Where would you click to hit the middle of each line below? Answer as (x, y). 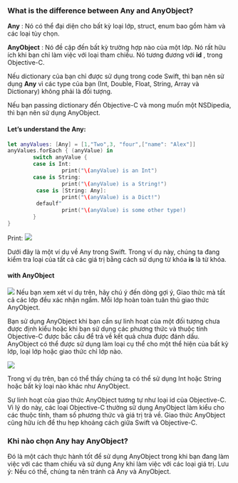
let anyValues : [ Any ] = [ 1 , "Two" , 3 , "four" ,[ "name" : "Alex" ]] (102, 144)
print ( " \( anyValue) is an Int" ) (110, 171)
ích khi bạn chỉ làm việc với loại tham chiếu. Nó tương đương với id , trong (115, 55)
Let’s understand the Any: (47, 129)
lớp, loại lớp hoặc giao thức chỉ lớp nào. (65, 351)
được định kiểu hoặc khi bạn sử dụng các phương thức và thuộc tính (108, 329)
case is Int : (52, 164)
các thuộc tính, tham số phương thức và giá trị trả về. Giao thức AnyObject (117, 415)
